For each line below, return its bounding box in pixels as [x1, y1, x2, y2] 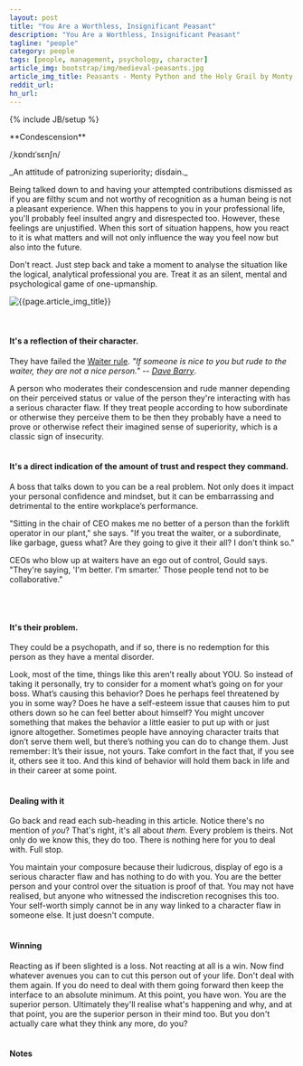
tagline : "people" [9, 38, 79, 48]
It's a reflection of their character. [9, 335, 138, 346]
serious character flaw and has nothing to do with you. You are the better [9, 872, 282, 882]
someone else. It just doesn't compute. [9, 910, 155, 920]
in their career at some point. [9, 765, 118, 776]
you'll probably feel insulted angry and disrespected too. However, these [9, 212, 280, 223]
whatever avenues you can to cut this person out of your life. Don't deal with [9, 969, 295, 981]
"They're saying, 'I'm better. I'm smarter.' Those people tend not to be [9, 564, 270, 575]
